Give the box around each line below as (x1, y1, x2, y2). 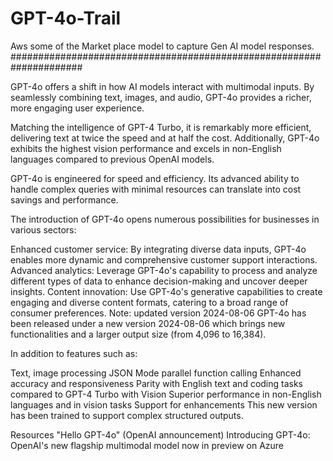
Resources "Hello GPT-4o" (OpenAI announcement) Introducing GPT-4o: (10, 428, 311, 441)
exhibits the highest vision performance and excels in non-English (10, 142, 282, 154)
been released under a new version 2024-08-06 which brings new (10, 317, 286, 329)
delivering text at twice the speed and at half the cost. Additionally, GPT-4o (10, 132, 320, 144)
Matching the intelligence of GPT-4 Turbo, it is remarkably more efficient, (10, 121, 312, 133)
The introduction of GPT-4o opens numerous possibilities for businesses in (10, 213, 320, 225)
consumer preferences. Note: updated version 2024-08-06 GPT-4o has (10, 307, 307, 319)
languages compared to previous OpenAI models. (10, 153, 215, 165)
